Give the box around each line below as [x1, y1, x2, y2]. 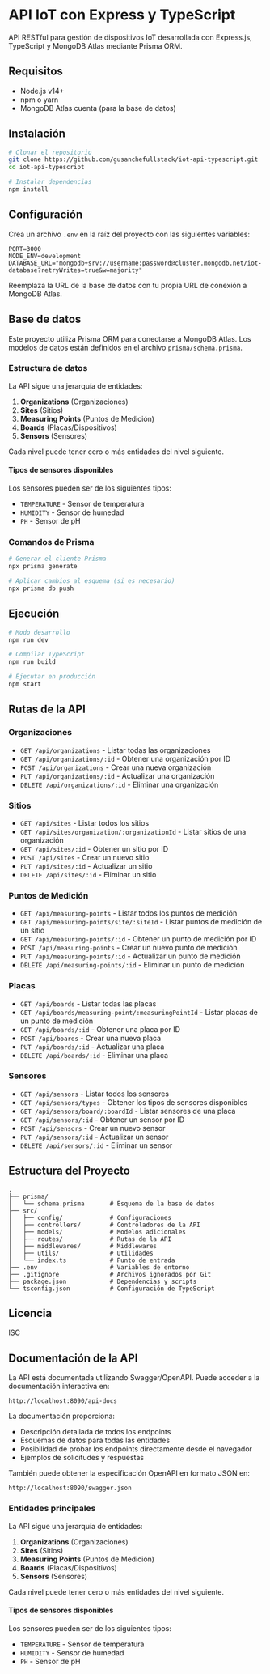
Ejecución [8, 607, 60, 621]
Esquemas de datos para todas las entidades [19, 1435, 171, 1446]
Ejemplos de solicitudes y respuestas [19, 1453, 144, 1463]
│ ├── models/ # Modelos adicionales [8, 1228, 186, 1236]
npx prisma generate [8, 563, 78, 571]
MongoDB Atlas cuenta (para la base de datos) [19, 103, 176, 113]
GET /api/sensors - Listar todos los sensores [19, 1089, 170, 1098]
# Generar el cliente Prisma [8, 554, 107, 563]
